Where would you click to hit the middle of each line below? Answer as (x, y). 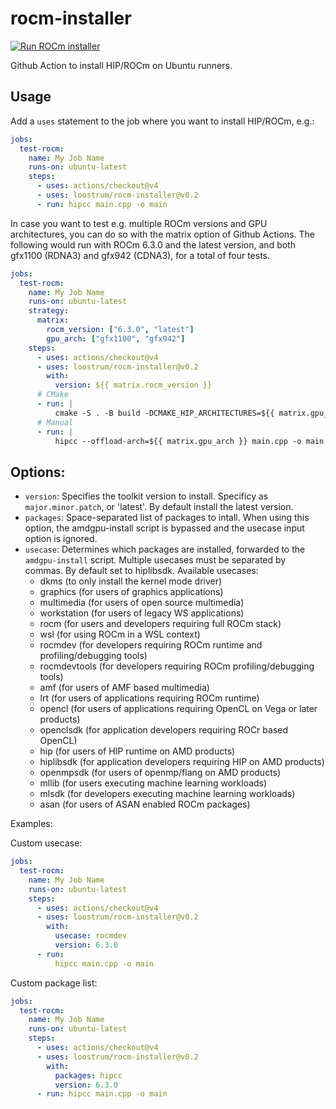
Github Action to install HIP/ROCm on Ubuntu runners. (121, 65)
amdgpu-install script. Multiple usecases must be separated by (155, 560)
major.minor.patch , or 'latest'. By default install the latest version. (159, 507)
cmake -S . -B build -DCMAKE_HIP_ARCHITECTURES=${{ (164, 413)
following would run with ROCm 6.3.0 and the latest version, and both (153, 244)
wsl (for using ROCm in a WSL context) (120, 634)
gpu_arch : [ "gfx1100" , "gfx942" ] (116, 338)
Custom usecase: (46, 843)
